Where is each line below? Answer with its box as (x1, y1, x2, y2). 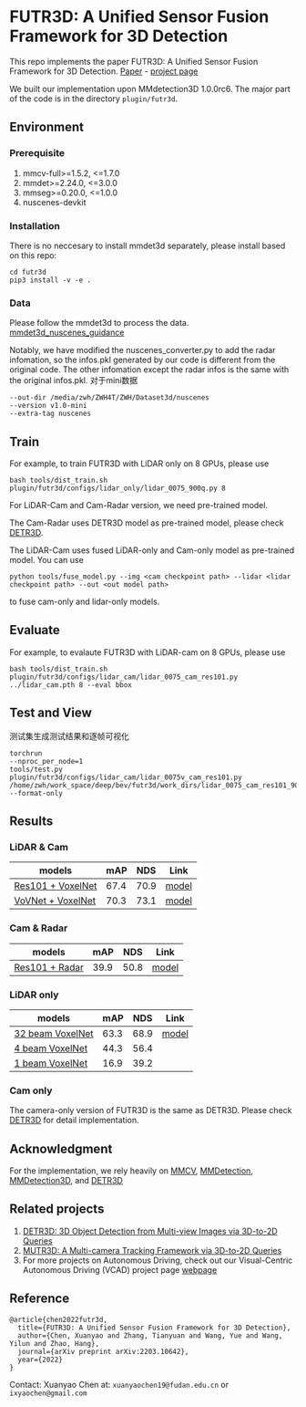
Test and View (9, 705, 93, 721)
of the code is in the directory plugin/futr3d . (9, 93, 178, 104)
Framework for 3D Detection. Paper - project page (9, 66, 199, 77)
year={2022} (17, 1355, 64, 1364)
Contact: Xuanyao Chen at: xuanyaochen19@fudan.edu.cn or (9, 1379, 229, 1390)
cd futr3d (9, 267, 47, 276)
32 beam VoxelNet (14, 1027, 94, 1039)
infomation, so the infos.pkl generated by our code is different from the (9, 354, 276, 366)
